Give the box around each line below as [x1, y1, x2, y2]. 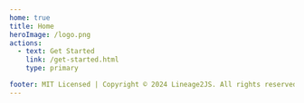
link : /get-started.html [25, 55, 119, 64]
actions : [9, 38, 43, 48]
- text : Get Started [17, 47, 95, 56]
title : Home [9, 22, 54, 31]
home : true [9, 13, 51, 23]
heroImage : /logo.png [9, 30, 91, 39]
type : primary [25, 64, 79, 73]
